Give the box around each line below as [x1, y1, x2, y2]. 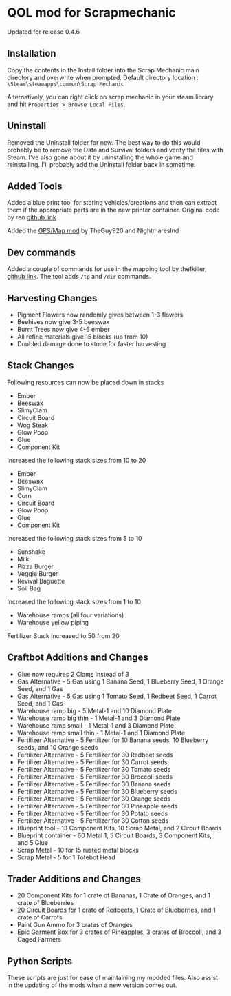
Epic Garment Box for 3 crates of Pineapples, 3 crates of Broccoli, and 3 [16, 928, 222, 936]
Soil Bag [16, 584, 41, 592]
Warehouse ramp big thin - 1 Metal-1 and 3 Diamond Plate [16, 714, 181, 722]
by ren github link [7, 213, 56, 221]
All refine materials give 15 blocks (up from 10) [16, 332, 148, 341]
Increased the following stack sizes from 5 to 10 [7, 534, 142, 542]
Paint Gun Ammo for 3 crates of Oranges [16, 921, 133, 929]
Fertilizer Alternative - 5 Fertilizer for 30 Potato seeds [16, 809, 168, 817]
